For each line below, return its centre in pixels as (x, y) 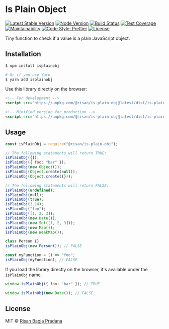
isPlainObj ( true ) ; (24, 200)
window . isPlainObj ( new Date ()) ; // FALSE (49, 293)
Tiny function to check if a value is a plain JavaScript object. (68, 38)
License (18, 309)
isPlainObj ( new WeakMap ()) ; (35, 232)
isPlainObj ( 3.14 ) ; (24, 204)
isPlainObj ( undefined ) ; (30, 190)
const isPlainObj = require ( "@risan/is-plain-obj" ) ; (62, 144)
